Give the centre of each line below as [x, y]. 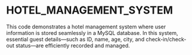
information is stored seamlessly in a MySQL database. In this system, [92, 33]
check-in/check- [166, 39]
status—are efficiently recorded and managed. [73, 46]
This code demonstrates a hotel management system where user [86, 27]
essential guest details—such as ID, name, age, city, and [75, 39]
